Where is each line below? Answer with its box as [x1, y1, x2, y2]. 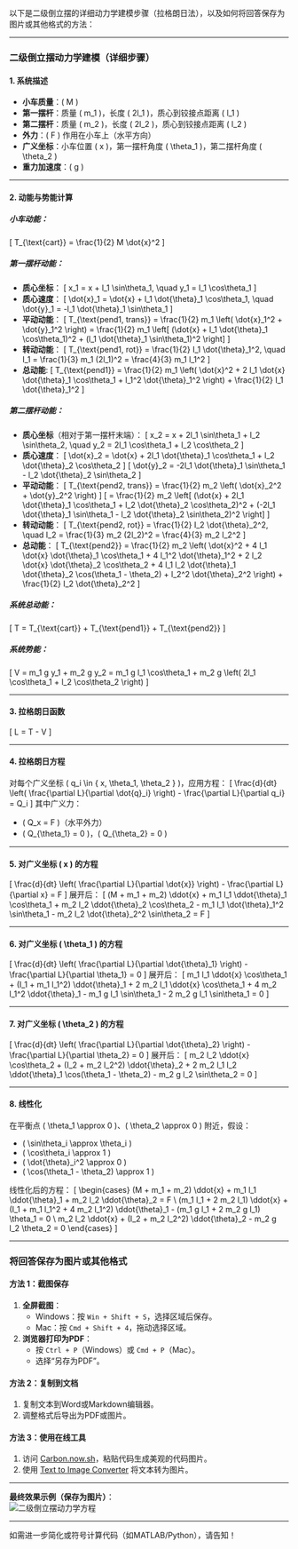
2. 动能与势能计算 [9, 192, 74, 203]
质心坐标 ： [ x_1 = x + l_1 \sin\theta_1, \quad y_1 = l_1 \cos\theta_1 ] [21, 282, 257, 293]
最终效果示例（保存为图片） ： [9, 1491, 114, 1503]
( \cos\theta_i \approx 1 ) [21, 1147, 112, 1157]
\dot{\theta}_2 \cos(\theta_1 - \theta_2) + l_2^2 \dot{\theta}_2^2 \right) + [21, 568, 284, 579]
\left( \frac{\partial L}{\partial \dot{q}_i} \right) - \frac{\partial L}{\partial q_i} [9, 787, 286, 798]
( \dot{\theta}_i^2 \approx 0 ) [21, 1156, 127, 1167]
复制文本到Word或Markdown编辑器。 [21, 1399, 159, 1410]
